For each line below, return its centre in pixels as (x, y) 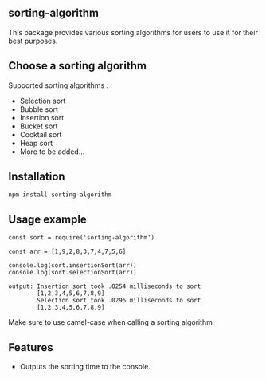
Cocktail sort (41, 134)
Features (31, 347)
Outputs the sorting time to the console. (85, 367)
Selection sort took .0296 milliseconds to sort (119, 301)
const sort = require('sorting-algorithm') (82, 238)
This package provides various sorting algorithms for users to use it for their (133, 32)
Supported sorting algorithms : (59, 85)
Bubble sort (39, 109)
